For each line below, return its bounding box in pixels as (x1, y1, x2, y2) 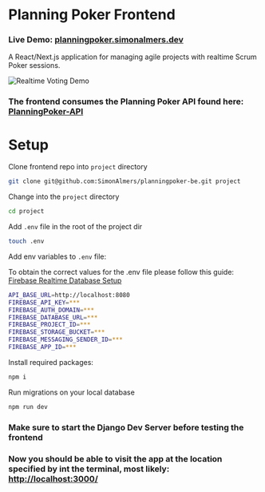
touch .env (8, 237, 45, 245)
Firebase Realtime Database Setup (8, 276, 122, 285)
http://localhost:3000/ (8, 473, 98, 484)
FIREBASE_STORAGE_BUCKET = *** (8, 328, 105, 336)
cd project (8, 208, 45, 216)
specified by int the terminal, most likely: (8, 463, 170, 474)
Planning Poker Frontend (8, 6, 176, 24)
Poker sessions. (8, 61, 61, 70)
